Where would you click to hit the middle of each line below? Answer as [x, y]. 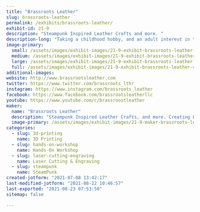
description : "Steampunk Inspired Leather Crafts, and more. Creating [101, 117]
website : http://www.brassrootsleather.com [61, 78]
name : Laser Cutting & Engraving [58, 161]
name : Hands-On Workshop [48, 150]
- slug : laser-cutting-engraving [53, 155]
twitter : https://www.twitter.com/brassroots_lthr [70, 84]
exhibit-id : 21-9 [28, 28]
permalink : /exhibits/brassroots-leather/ [60, 23]
